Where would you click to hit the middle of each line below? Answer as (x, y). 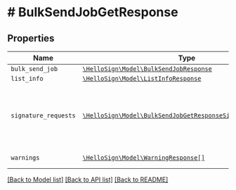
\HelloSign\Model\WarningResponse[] (144, 158)
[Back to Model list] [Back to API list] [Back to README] (88, 179)
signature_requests (43, 116)
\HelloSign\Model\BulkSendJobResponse (147, 69)
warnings (25, 158)
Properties (31, 38)
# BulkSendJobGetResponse (93, 12)
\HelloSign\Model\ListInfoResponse (142, 78)
